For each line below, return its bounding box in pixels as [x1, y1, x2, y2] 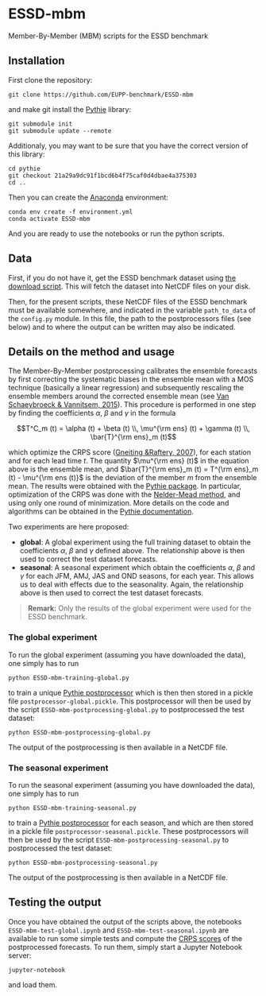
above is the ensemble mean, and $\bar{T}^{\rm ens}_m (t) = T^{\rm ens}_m [8, 464, 259, 474]
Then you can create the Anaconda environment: [8, 192, 169, 202]
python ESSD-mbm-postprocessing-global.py [8, 728, 151, 736]
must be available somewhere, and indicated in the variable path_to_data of [8, 305, 256, 315]
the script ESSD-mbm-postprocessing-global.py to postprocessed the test [8, 704, 245, 714]
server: [8, 951, 32, 960]
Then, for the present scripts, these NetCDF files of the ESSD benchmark [8, 296, 248, 306]
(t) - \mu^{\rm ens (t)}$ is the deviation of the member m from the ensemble [8, 473, 257, 482]
